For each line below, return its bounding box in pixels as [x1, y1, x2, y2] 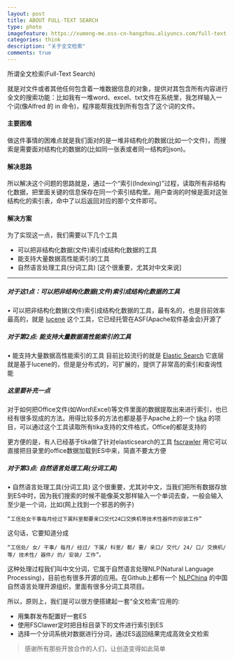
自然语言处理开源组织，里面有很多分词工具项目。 [7, 583, 148, 591]
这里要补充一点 [7, 386, 50, 395]
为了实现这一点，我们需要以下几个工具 [7, 231, 117, 239]
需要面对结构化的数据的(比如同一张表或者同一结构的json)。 [19, 145, 190, 154]
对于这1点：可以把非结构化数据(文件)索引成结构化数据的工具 [7, 287, 180, 296]
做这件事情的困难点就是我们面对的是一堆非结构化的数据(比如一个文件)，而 [7, 136, 220, 144]
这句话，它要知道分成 [7, 529, 69, 537]
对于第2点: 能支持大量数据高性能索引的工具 [7, 332, 131, 341]
